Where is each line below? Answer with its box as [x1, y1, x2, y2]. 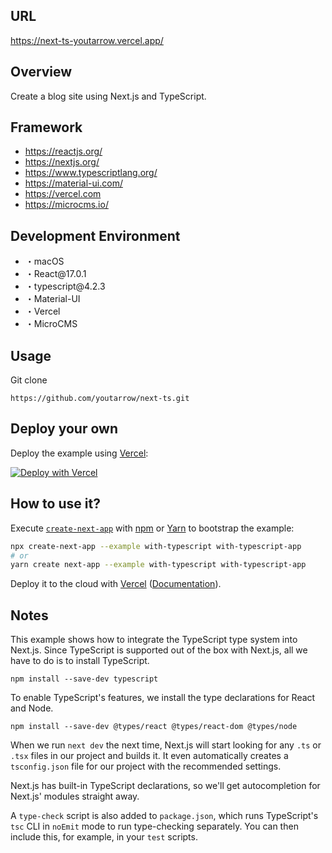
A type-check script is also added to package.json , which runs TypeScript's [10, 810, 319, 822]
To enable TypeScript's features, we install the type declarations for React [10, 692, 316, 704]
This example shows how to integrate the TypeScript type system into [10, 634, 298, 646]
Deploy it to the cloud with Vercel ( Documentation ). [10, 578, 222, 590]
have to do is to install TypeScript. [10, 655, 150, 667]
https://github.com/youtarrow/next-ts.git [10, 394, 190, 404]
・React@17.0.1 [24, 268, 87, 280]
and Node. [10, 702, 54, 714]
